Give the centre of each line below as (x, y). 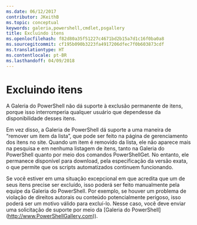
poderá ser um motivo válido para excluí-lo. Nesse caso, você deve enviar (96, 204)
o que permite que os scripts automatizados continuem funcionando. (90, 167)
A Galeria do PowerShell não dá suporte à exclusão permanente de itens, (95, 106)
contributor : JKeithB (33, 17)
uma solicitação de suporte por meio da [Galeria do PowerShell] (84, 210)
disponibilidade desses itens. (41, 119)
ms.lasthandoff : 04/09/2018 (41, 61)
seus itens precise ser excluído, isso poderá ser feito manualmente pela (93, 185)
